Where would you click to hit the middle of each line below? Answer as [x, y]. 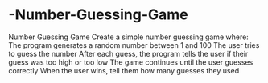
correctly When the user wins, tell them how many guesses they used [124, 70]
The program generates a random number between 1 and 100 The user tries [134, 45]
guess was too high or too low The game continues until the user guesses [131, 62]
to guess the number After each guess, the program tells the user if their [128, 53]
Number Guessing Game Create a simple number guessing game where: [129, 37]
